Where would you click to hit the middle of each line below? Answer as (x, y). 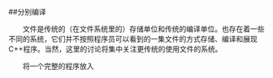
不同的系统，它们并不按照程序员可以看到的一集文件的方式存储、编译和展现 (133, 39)
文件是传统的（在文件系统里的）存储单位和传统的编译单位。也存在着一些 (144, 29)
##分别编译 (27, 12)
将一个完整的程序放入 (58, 66)
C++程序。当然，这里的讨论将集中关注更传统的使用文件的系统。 (115, 49)
